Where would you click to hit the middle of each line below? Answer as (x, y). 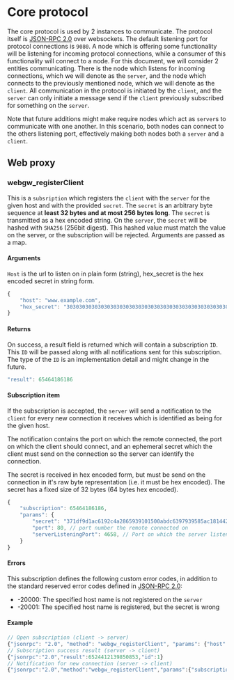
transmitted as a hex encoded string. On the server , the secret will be (107, 220)
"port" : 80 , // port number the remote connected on (110, 528)
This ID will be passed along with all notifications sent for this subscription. (115, 351)
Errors (16, 563)
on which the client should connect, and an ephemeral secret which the (110, 446)
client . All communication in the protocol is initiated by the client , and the (115, 90)
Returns (19, 329)
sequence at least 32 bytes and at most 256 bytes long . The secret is (109, 212)
